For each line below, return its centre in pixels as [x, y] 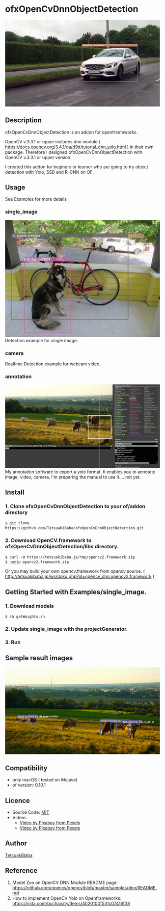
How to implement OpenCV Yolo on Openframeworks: [67, 898]
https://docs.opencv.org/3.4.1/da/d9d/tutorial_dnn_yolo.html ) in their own [79, 147]
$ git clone [17, 523]
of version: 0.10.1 [29, 785]
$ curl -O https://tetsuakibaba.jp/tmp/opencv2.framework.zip [70, 557]
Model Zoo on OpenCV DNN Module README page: [65, 883]
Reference [21, 871]
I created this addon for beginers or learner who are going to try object [77, 167]
